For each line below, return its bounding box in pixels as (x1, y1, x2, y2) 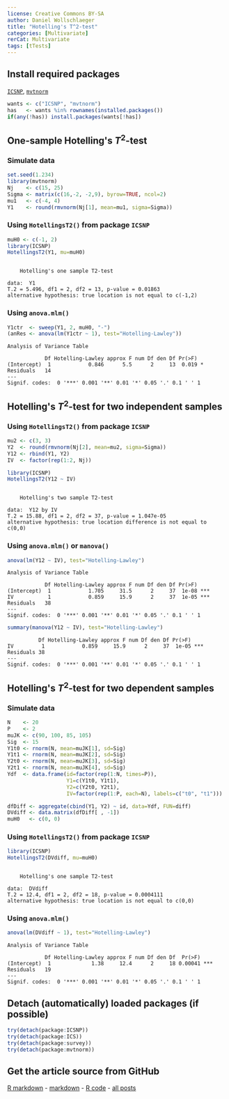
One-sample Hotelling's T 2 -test (7, 132, 148, 146)
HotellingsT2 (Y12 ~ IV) (7, 476, 77, 483)
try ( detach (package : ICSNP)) (7, 1027, 89, 1034)
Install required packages (7, 68, 120, 80)
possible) (7, 1008, 49, 1020)
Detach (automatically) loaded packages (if (7, 997, 199, 1009)
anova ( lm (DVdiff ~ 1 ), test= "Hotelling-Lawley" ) (7, 929, 151, 937)
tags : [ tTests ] (7, 42, 52, 49)
